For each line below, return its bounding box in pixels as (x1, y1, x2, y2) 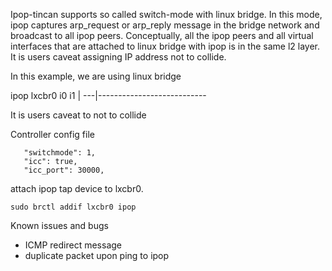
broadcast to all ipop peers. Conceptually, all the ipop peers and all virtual (10, 30, 314, 41)
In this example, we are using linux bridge (10, 70, 182, 82)
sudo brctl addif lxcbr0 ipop (10, 202, 137, 212)
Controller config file (10, 129, 95, 140)
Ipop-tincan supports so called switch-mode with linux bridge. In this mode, (10, 9, 323, 20)
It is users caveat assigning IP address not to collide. (10, 51, 227, 63)
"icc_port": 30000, (23, 165, 105, 175)
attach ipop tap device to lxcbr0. (10, 183, 144, 194)
